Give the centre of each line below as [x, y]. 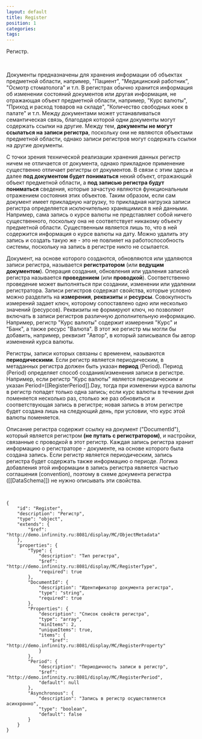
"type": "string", [62, 593]
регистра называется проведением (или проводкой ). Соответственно [98, 278]
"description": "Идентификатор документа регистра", [106, 588]
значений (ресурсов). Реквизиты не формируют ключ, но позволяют [95, 310]
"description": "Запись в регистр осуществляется [102, 699]
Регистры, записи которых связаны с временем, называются [86, 354]
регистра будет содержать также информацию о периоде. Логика [92, 461]
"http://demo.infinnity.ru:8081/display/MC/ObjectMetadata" [84, 535]
